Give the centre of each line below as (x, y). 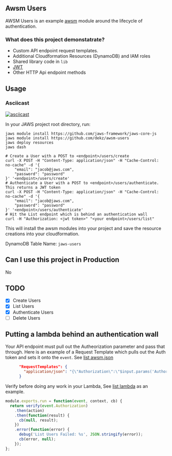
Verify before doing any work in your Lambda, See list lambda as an (77, 386)
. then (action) (29, 410)
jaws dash (16, 147)
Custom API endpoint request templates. (56, 51)
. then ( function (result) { (42, 415)
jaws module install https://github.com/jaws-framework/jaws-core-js (81, 133)
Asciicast (17, 103)
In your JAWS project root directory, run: (48, 124)
